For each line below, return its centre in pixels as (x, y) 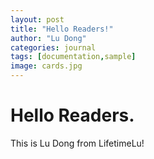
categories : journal (53, 47)
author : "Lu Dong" (48, 38)
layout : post (37, 19)
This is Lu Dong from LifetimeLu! (77, 143)
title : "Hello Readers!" (62, 29)
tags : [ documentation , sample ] (73, 57)
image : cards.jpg (46, 66)
